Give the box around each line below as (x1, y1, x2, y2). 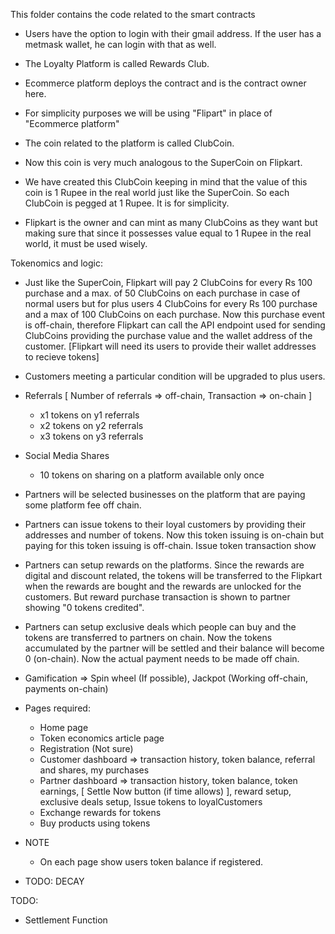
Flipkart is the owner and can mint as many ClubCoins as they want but (24, 217, 318, 228)
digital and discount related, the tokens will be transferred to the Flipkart (24, 570, 323, 581)
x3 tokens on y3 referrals (39, 430, 144, 442)
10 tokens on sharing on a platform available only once (39, 469, 265, 481)
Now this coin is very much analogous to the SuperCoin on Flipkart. (24, 157, 303, 168)
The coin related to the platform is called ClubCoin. (24, 137, 235, 149)
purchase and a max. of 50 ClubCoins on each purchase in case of (24, 287, 301, 299)
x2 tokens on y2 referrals (39, 420, 144, 431)
